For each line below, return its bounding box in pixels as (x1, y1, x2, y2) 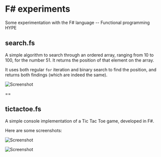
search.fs (5, 39, 35, 47)
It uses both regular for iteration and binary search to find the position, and (5, 67, 157, 72)
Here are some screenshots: (5, 127, 62, 133)
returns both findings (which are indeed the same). (5, 72, 108, 78)
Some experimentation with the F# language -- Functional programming (5, 20, 150, 25)
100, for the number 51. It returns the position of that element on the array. (5, 57, 154, 63)
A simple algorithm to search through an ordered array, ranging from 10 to (5, 52, 154, 58)
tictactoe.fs (5, 105, 42, 113)
